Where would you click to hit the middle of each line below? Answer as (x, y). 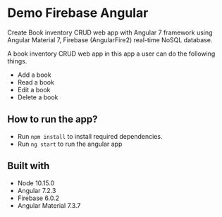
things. (17, 61)
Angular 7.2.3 (37, 190)
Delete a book (38, 97)
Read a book (36, 82)
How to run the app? (53, 119)
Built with (29, 166)
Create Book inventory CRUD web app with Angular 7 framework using (110, 32)
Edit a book (34, 89)
